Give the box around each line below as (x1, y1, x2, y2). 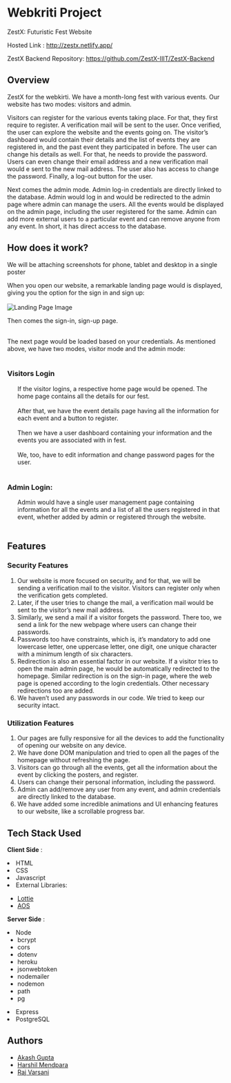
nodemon (17, 980, 45, 988)
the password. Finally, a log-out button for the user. (7, 172, 153, 180)
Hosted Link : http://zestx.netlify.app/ (7, 41, 113, 49)
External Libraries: (16, 881, 68, 889)
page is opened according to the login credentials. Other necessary (17, 679, 209, 687)
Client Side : (7, 845, 43, 853)
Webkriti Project (7, 5, 102, 21)
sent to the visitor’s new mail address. (17, 606, 125, 614)
